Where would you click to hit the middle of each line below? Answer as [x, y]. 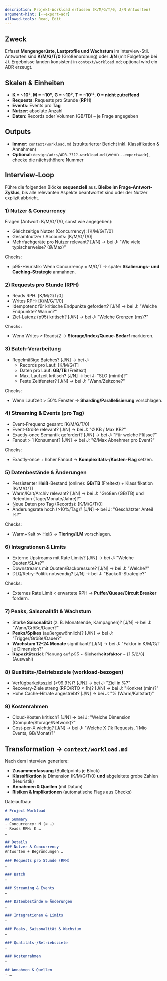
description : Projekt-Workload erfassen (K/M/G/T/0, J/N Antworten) [78, 10]
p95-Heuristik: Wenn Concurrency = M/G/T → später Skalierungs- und [86, 266]
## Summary [16, 819]
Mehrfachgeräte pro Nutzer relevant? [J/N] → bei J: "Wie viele [76, 242]
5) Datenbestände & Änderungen [46, 472]
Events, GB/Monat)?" [34, 733]
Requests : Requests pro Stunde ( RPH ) [52, 100]
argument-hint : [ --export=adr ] [38, 14]
